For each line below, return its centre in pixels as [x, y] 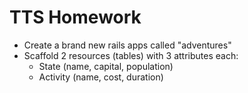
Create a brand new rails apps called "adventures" [127, 45]
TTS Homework [75, 17]
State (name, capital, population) [106, 66]
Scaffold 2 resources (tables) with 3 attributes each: [131, 55]
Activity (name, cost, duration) [101, 77]
